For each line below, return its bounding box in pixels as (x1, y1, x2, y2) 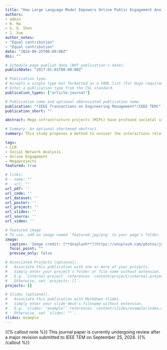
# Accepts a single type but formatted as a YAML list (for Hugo (5, 81, 143, 86)
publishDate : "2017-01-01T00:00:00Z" (5, 67, 83, 72)
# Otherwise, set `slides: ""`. (5, 310, 77, 316)
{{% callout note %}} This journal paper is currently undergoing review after (5, 329, 161, 335)
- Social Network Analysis (5, 149, 61, 155)
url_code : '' (5, 190, 32, 196)
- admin (5, 16, 21, 21)
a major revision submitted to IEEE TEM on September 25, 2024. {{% (5, 334, 146, 340)
